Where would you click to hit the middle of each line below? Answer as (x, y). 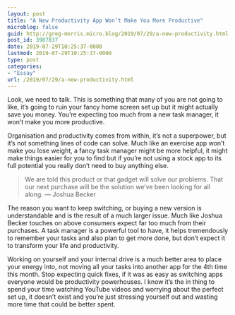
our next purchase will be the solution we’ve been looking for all (117, 187)
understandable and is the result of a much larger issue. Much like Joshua (115, 215)
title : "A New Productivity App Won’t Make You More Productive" (105, 20)
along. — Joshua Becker (60, 194)
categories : (25, 66)
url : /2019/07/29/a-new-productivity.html (71, 79)
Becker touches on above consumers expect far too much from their (107, 223)
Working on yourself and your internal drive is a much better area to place (115, 259)
